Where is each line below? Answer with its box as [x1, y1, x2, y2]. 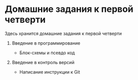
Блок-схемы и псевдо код [19, 50, 75, 56]
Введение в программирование [11, 40, 80, 46]
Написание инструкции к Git [19, 69, 80, 75]
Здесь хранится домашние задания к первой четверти [4, 30, 122, 36]
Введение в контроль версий [11, 59, 74, 65]
